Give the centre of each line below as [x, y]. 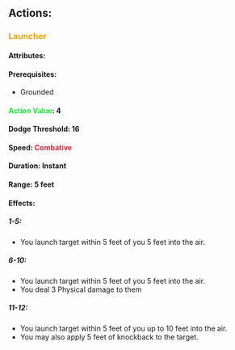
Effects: [22, 203]
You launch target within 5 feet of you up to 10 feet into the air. [124, 328]
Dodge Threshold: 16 [44, 129]
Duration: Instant [38, 166]
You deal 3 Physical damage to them [81, 289]
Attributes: [27, 55]
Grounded [37, 92]
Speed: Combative [40, 147]
